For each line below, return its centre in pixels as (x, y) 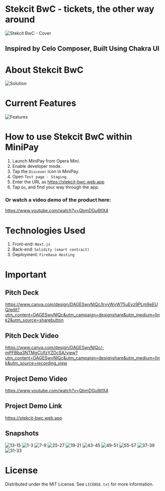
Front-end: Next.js (31, 244)
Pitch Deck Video (32, 336)
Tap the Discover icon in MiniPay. (46, 171)
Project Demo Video (36, 378)
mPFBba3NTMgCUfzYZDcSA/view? (41, 353)
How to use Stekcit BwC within (69, 137)
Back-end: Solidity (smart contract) (51, 249)
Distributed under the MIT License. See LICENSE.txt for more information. (79, 484)
